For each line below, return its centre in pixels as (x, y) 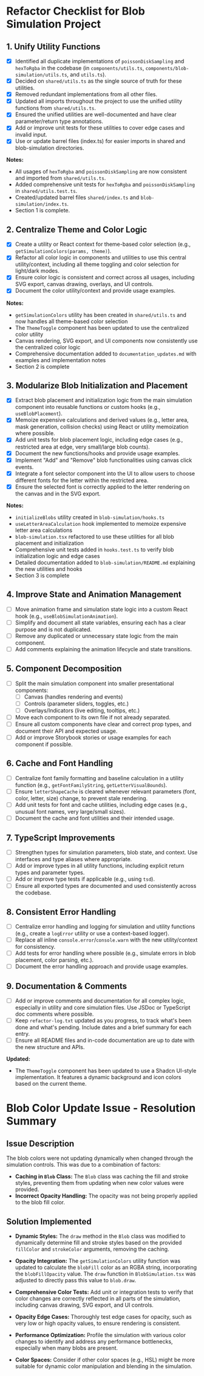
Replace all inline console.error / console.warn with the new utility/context (106, 940)
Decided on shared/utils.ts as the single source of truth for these (98, 81)
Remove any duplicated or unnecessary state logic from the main (97, 636)
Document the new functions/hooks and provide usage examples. (97, 453)
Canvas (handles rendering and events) (73, 697)
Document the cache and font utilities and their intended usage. (95, 818)
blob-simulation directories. (49, 148)
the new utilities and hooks (49, 569)
